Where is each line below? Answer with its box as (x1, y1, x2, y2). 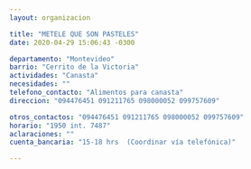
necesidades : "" (9, 80, 70, 89)
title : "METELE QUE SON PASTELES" (9, 29, 140, 39)
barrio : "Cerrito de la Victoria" (9, 62, 140, 72)
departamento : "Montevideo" (9, 54, 116, 63)
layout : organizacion (9, 13, 91, 23)
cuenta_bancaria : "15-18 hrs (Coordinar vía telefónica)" (9, 137, 237, 147)
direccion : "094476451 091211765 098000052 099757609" (9, 96, 220, 105)
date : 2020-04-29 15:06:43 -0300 (9, 38, 135, 47)
